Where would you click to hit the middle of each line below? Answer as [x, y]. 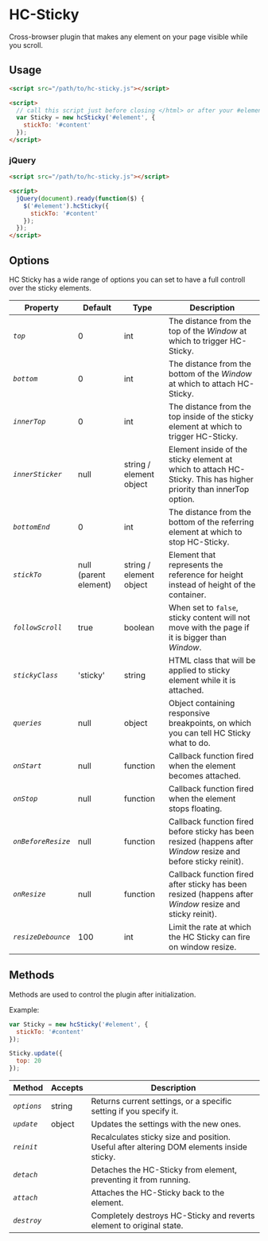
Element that [192, 555]
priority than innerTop [209, 489]
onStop [25, 798]
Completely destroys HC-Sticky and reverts [173, 1216]
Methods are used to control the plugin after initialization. [103, 994]
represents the [196, 564]
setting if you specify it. [134, 1111]
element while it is [202, 680]
